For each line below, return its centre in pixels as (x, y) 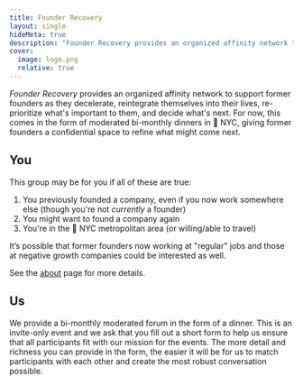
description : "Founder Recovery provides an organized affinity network (149, 43)
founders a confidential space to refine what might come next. (125, 132)
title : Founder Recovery (56, 18)
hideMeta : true (38, 34)
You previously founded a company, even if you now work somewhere (153, 199)
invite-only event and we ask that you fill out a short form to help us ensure (149, 332)
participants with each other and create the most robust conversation (138, 361)
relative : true (46, 69)
